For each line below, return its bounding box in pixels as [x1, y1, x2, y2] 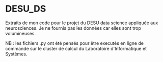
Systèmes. [5, 51, 28, 57]
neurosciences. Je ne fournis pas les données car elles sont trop [5, 25, 141, 31]
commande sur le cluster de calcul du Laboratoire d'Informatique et [5, 45, 147, 51]
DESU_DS [5, 3, 46, 15]
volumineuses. [5, 30, 36, 36]
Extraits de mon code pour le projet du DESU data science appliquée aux [5, 20, 158, 26]
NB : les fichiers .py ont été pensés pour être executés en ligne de [5, 40, 144, 46]
